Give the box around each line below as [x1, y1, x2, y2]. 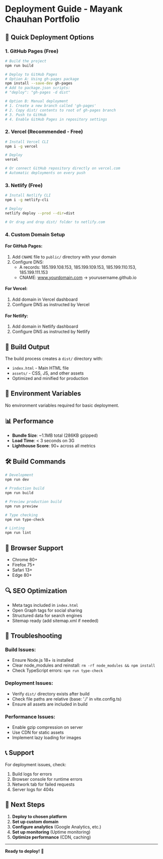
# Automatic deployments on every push [5, 171, 86, 175]
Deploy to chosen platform [12, 813, 67, 819]
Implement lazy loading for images [12, 735, 81, 740]
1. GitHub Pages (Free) [5, 48, 59, 54]
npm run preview [5, 504, 38, 509]
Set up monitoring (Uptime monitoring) [12, 829, 91, 835]
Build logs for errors [12, 771, 52, 777]
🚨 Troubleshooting [5, 632, 62, 640]
